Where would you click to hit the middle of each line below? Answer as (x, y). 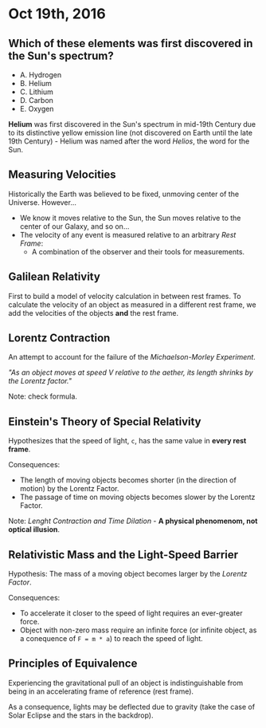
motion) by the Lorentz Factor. (69, 489)
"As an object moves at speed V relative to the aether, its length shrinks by (131, 372)
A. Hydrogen (41, 75)
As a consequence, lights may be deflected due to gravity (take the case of (132, 706)
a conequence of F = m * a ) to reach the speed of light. (111, 639)
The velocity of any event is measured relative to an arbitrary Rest (128, 234)
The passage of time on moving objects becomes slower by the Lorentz (137, 497)
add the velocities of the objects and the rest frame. (94, 313)
